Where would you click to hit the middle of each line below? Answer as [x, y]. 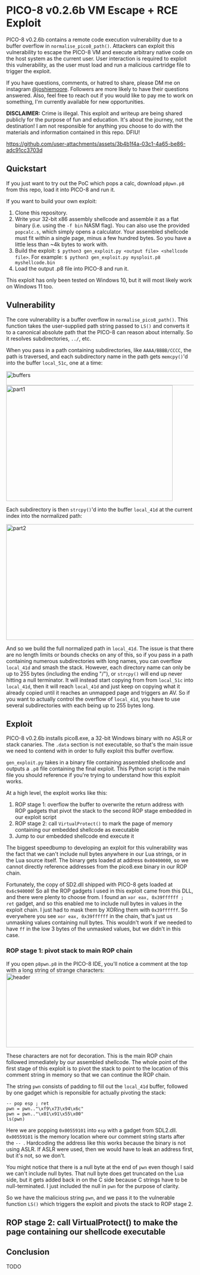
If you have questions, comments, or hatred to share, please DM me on [93, 83]
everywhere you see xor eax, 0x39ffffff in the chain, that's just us [89, 916]
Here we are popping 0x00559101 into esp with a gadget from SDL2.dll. [92, 1130]
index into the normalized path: [44, 515]
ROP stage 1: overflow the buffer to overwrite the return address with [99, 804]
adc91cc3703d [24, 150]
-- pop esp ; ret [28, 1103]
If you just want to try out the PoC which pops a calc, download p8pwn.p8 [95, 183]
